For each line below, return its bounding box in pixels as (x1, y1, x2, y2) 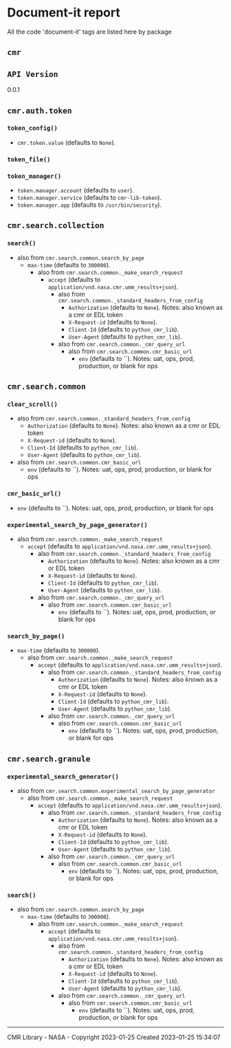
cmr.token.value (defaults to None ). (16, 138, 115, 146)
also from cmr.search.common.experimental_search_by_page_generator (16, 787, 215, 794)
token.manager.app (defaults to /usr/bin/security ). (16, 201, 162, 209)
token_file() (7, 155, 51, 163)
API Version (7, 69, 58, 79)
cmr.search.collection (7, 221, 104, 231)
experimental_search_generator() (7, 772, 119, 781)
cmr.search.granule (7, 754, 91, 763)
